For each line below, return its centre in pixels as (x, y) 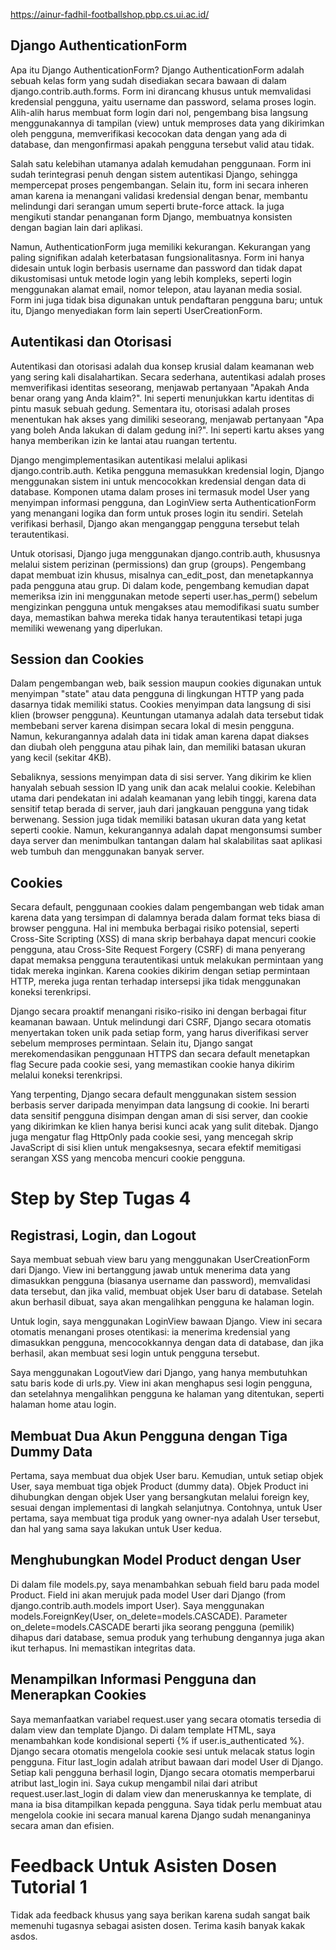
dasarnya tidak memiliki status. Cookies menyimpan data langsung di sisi (161, 705)
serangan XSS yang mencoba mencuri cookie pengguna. (128, 1158)
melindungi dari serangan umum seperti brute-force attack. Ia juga (147, 206)
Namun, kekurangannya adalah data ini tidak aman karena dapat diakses (160, 736)
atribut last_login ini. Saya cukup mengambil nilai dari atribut (134, 1783)
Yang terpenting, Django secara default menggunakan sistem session (153, 1095)
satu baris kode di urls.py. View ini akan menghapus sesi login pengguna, (161, 1383)
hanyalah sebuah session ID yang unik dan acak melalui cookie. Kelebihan (163, 788)
